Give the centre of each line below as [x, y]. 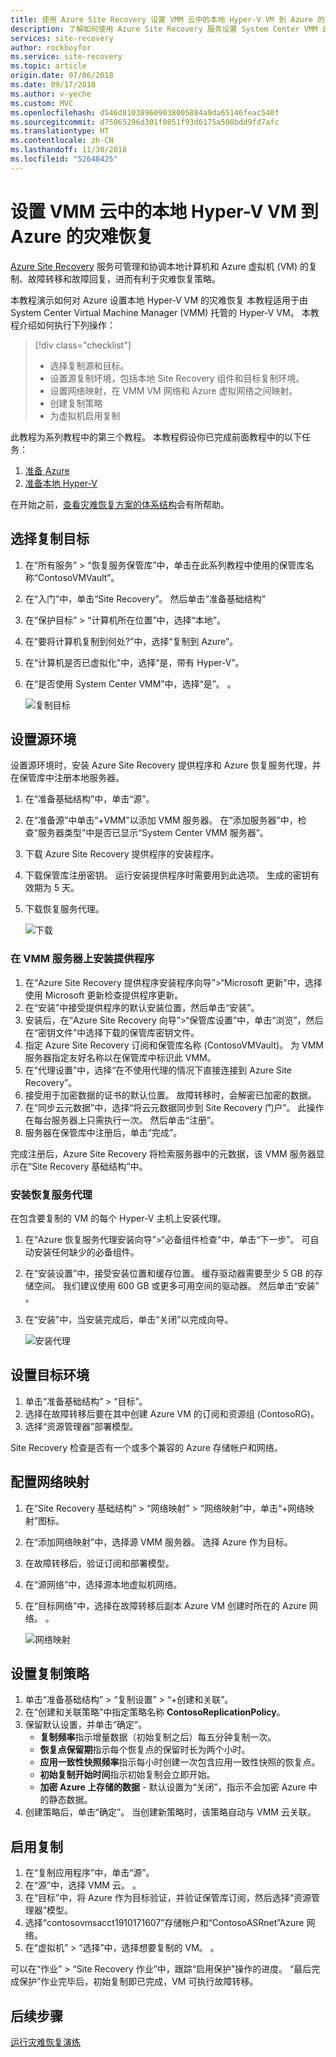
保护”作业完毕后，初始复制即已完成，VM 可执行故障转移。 [138, 1982]
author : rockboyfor [51, 47]
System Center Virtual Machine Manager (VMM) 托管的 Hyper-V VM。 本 [160, 312]
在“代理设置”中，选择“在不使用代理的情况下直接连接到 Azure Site [158, 1070]
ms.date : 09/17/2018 [53, 85]
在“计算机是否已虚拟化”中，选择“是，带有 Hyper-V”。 [134, 662]
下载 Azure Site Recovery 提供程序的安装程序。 [122, 854]
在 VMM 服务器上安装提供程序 [82, 959]
